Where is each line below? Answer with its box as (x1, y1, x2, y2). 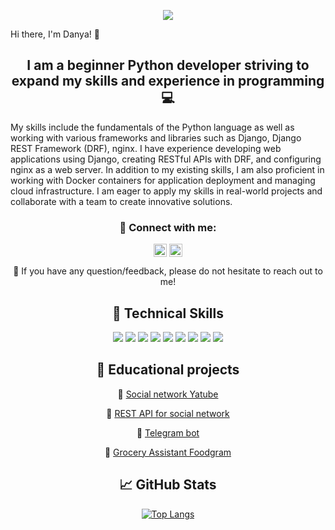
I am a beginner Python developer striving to (26, 57, 310, 74)
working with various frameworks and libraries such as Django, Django (10, 131, 302, 144)
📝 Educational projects (96, 361, 240, 379)
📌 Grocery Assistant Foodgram (104, 446, 232, 458)
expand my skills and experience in (11, 73, 236, 90)
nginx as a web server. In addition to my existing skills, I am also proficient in (10, 163, 325, 175)
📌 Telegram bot (136, 426, 200, 439)
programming (238, 73, 325, 90)
